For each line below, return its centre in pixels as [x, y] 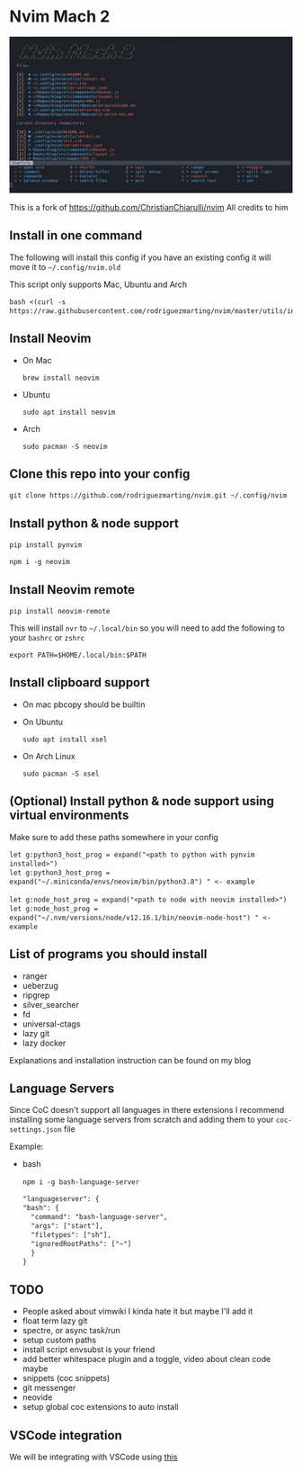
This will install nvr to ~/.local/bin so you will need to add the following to [147, 628]
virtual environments [69, 816]
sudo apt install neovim [69, 412]
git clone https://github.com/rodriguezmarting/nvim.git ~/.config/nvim [148, 496]
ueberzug [40, 985]
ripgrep [36, 995]
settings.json [36, 1130]
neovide [37, 1397]
